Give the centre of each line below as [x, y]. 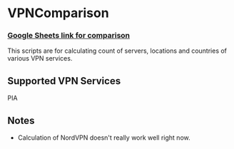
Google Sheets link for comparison [69, 36]
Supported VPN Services [64, 81]
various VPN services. [40, 58]
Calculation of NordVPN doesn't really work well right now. [104, 138]
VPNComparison [58, 13]
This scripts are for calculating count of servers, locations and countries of [117, 51]
